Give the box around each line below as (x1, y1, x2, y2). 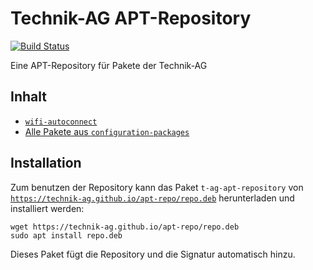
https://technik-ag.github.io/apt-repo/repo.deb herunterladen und (10, 192, 295, 204)
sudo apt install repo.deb (10, 230, 123, 241)
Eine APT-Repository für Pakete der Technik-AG (10, 59, 208, 71)
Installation (10, 155, 82, 172)
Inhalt (10, 88, 47, 106)
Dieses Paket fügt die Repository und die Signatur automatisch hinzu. (10, 248, 296, 260)
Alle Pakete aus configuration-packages (24, 125, 190, 137)
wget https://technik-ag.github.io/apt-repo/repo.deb (10, 222, 240, 232)
